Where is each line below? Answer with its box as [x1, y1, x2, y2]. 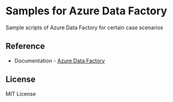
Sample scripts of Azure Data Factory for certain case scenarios [5, 24, 163, 31]
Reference [5, 41, 45, 51]
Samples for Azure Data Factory [5, 4, 168, 18]
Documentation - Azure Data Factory [14, 57, 105, 64]
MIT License [5, 90, 36, 97]
